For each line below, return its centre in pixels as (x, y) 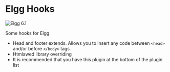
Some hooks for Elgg (27, 33)
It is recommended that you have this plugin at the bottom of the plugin (88, 59)
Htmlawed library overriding (42, 54)
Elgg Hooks (30, 9)
